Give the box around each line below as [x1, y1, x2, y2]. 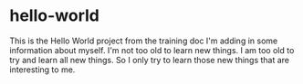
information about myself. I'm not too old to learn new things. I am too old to [9, 44, 295, 55]
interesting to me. [9, 64, 76, 75]
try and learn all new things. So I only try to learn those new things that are [9, 54, 290, 65]
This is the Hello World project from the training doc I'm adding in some [9, 35, 278, 46]
